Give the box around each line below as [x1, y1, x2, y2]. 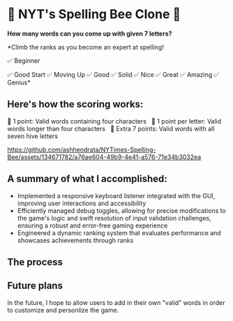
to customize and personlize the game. [7, 306, 119, 314]
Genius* [7, 78, 31, 87]
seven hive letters [7, 132, 59, 140]
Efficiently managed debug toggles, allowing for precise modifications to [17, 206, 227, 215]
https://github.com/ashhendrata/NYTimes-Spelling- [7, 145, 156, 154]
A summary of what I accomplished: [7, 173, 167, 185]
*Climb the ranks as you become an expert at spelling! [7, 43, 164, 51]
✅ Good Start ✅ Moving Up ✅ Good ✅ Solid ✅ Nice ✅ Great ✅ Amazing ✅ [7, 70, 220, 79]
